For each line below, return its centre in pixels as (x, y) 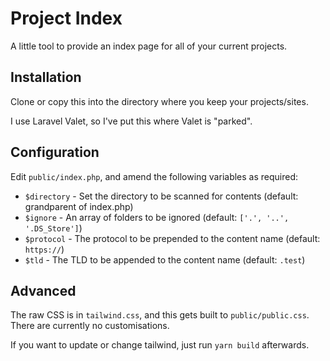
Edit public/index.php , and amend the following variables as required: (154, 176)
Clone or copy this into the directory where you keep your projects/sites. (159, 101)
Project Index (66, 18)
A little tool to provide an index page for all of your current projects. (149, 46)
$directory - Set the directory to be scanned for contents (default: (161, 196)
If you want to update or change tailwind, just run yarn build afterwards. (160, 345)
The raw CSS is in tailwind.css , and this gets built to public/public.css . (160, 315)
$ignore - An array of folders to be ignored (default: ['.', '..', (157, 217)
